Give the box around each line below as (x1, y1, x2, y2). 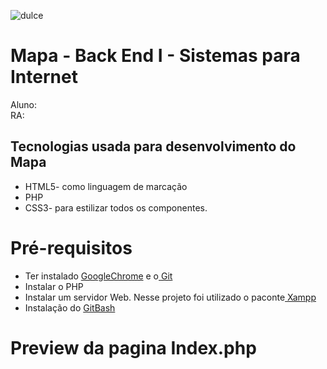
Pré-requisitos (10, 236, 133, 259)
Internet (10, 66, 78, 89)
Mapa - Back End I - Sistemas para (10, 45, 301, 67)
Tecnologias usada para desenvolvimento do (10, 138, 297, 155)
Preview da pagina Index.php (10, 336, 257, 359)
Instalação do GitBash (24, 301, 116, 314)
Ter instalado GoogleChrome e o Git (24, 270, 173, 282)
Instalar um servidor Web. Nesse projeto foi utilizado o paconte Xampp (24, 291, 317, 303)
